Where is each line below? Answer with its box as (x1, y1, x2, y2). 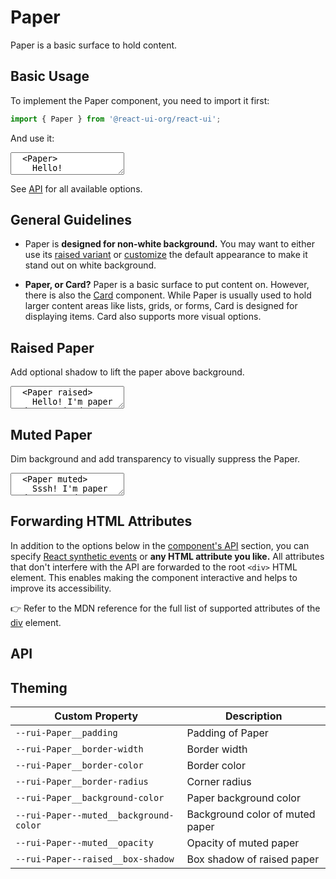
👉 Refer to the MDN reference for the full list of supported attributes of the (10, 602, 321, 614)
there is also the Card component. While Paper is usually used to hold (24, 289, 312, 301)
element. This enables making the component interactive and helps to (10, 571, 298, 583)
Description (224, 709, 283, 723)
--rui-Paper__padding (15, 727, 118, 739)
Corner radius (186, 775, 252, 789)
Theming (10, 679, 68, 696)
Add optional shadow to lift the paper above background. (10, 366, 245, 378)
